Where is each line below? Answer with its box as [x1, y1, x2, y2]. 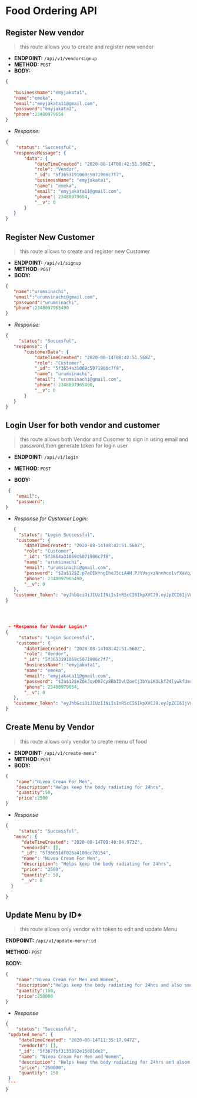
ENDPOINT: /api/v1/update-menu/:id [5, 937, 96, 944]
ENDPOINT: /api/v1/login [14, 453, 79, 461]
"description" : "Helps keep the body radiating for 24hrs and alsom [18, 1059, 191, 1065]
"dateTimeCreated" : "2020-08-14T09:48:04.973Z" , [21, 839, 143, 845]
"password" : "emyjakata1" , [13, 106, 77, 112]
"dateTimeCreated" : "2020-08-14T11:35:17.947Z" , [18, 1037, 141, 1043]
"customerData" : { [24, 349, 69, 355]
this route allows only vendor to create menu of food [19, 738, 148, 745]
